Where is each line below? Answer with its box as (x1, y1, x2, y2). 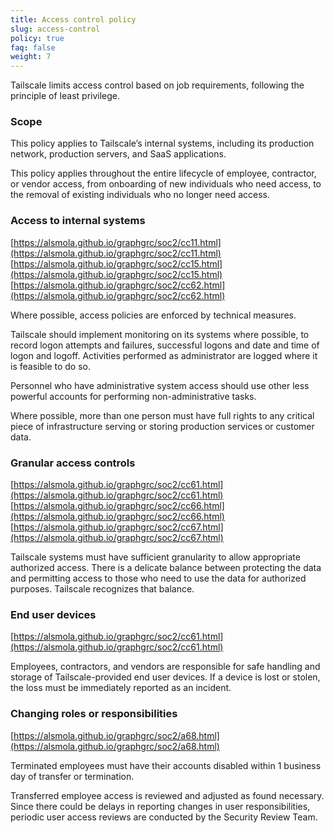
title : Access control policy (10, 14, 137, 25)
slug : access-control (10, 24, 101, 34)
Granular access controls (10, 456, 136, 470)
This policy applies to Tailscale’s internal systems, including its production (10, 137, 315, 150)
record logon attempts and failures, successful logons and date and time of (10, 339, 320, 351)
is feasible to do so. (10, 360, 91, 372)
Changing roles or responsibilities (10, 707, 178, 721)
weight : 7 (10, 52, 52, 62)
